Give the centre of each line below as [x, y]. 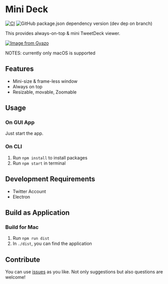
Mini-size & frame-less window [45, 81]
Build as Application [37, 213]
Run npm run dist [31, 238]
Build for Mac [22, 227]
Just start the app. [25, 134]
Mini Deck [27, 9]
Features [19, 69]
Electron [21, 197]
